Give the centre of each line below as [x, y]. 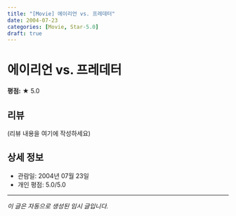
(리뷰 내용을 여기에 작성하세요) [49, 133]
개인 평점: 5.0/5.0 [42, 184]
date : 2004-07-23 [33, 20]
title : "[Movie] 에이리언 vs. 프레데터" [61, 14]
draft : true [25, 33]
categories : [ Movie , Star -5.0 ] [53, 27]
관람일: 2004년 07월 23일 [53, 175]
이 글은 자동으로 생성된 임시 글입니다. [58, 206]
